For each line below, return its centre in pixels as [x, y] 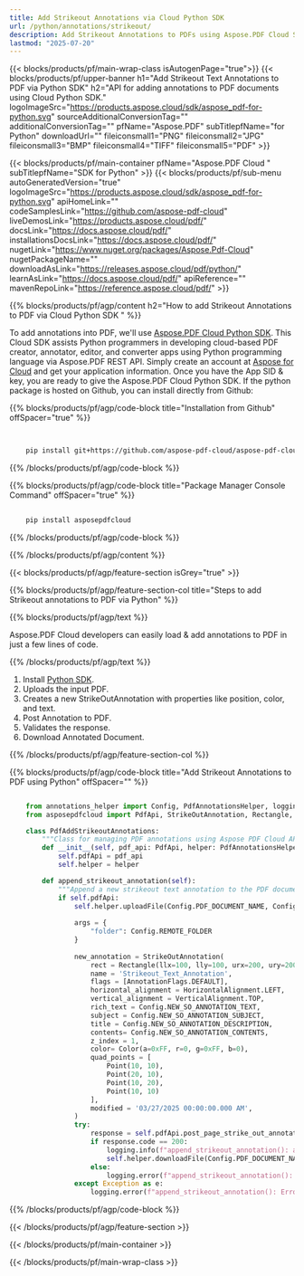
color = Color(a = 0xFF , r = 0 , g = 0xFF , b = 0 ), [169, 1049]
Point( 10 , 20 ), [135, 1082]
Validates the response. [66, 727]
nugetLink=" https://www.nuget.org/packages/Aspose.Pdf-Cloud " [132, 250]
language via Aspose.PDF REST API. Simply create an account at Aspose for [152, 362]
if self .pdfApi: [88, 898]
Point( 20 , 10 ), [135, 1074]
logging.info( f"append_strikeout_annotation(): [198, 1150]
